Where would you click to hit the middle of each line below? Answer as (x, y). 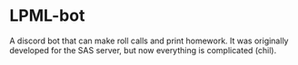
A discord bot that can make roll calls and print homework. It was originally (149, 41)
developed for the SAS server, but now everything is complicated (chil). (143, 50)
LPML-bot (47, 16)
